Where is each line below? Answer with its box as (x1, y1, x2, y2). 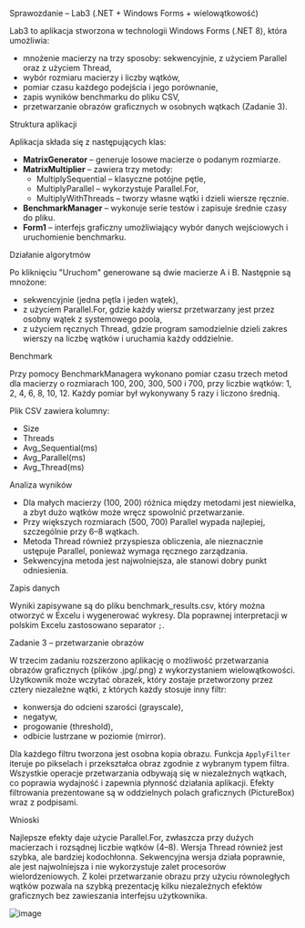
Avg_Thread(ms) (22, 462, 85, 472)
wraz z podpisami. (9, 797, 79, 808)
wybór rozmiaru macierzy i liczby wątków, (22, 72, 180, 83)
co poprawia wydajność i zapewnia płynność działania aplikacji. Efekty (9, 778, 275, 788)
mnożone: (9, 277, 47, 287)
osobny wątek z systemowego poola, (22, 314, 163, 325)
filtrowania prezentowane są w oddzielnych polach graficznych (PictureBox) (9, 788, 295, 798)
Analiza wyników (9, 479, 73, 490)
